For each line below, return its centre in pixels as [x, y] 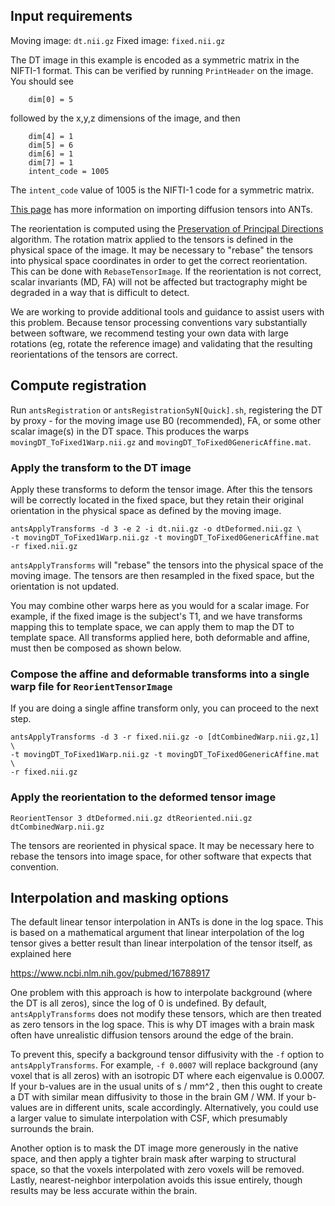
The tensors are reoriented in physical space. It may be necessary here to [162, 845]
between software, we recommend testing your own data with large [149, 333]
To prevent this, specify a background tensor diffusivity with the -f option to [167, 1055]
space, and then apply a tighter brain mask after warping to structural [153, 1159]
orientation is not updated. [65, 586]
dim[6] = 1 [51, 154]
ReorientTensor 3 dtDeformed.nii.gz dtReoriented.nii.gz [131, 818]
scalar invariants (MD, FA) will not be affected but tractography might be [159, 281]
